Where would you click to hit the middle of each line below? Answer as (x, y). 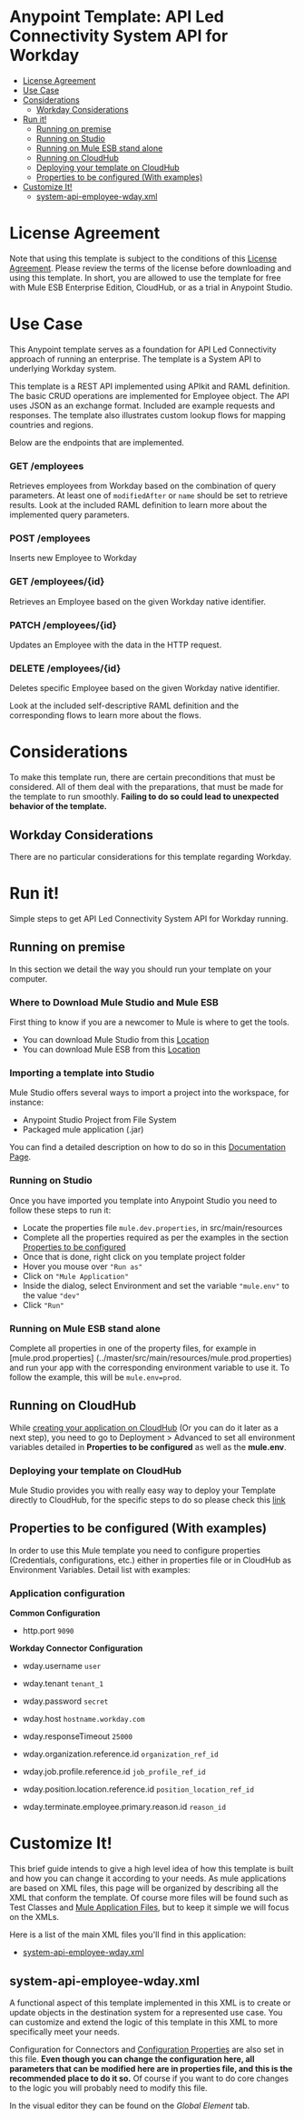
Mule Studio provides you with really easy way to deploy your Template (143, 1490)
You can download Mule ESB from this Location (112, 1050)
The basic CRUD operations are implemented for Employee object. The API (150, 395)
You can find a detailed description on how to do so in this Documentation (147, 1147)
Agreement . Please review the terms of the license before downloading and (151, 268)
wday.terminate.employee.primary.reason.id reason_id (124, 1807)
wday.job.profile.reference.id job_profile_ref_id (114, 1772)
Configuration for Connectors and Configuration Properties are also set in (147, 2049)
